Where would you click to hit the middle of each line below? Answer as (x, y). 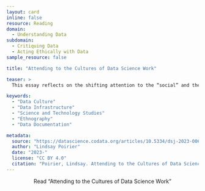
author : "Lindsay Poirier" (46, 147)
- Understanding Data (39, 35)
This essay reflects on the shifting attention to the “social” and (101, 85)
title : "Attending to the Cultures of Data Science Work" (81, 68)
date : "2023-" (30, 153)
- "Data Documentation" (42, 124)
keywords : (19, 96)
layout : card (23, 12)
